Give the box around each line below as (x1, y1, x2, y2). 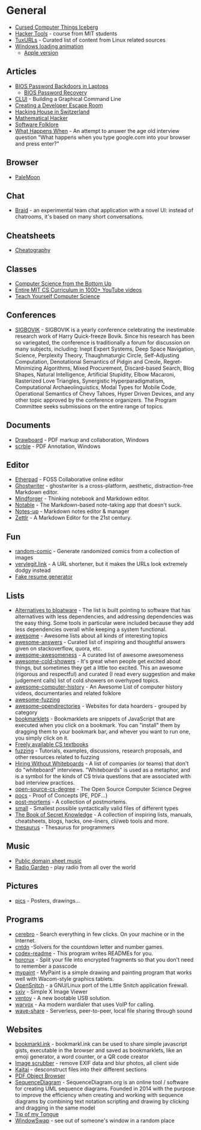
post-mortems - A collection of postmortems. (14, 798, 128, 806)
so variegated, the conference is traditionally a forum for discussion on (14, 339, 190, 346)
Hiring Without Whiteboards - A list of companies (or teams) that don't (14, 760, 189, 767)
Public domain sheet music (14, 857, 82, 864)
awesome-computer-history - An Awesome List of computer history (14, 683, 183, 690)
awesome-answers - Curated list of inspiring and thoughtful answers (14, 639, 185, 646)
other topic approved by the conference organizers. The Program (14, 396, 177, 404)
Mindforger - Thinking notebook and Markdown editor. (14, 495, 150, 502)
